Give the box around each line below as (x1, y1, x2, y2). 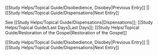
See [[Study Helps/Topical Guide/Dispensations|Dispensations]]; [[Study (5, 20, 153, 25)
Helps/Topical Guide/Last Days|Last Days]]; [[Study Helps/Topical (5, 25, 140, 30)
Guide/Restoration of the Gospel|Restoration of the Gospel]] (5, 30, 127, 35)
